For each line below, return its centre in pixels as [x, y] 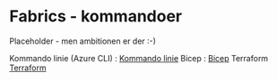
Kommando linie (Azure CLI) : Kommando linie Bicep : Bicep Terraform [139, 58]
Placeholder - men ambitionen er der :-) [83, 41]
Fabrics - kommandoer [95, 16]
